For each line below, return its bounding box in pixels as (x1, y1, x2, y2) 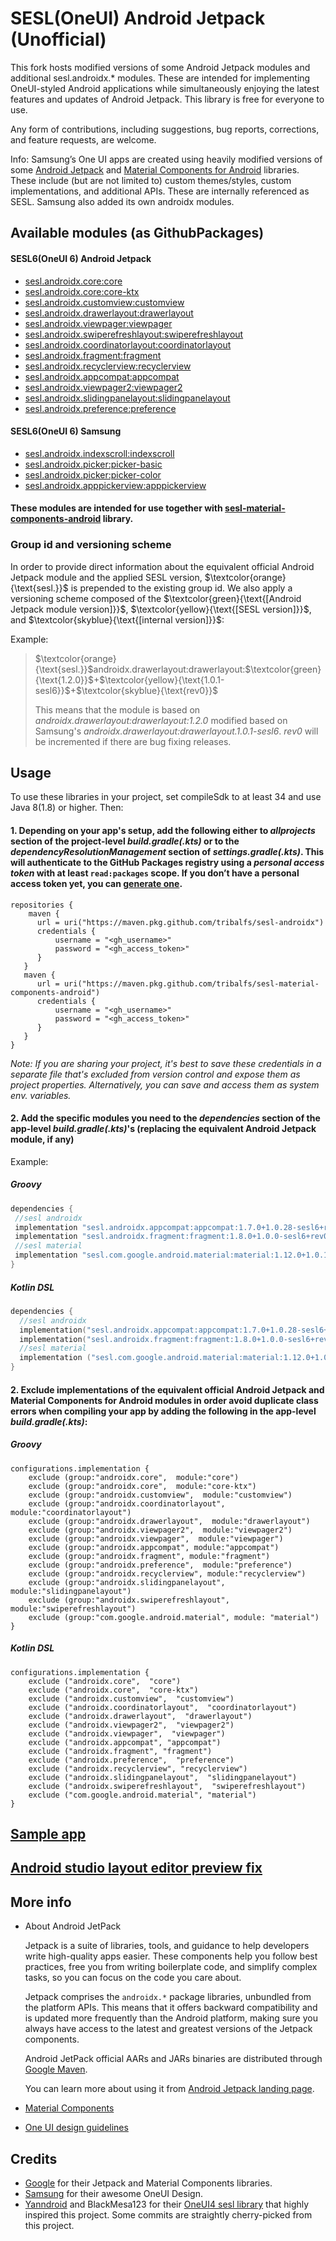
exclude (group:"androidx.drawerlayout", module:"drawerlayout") (28, 1516, 311, 1526)
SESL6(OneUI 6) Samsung (10, 425, 122, 437)
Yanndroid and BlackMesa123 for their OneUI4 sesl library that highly (24, 2198, 310, 2210)
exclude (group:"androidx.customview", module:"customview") (28, 1490, 293, 1500)
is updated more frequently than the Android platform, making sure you (24, 2012, 318, 2024)
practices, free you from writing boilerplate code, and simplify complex (24, 1961, 318, 1973)
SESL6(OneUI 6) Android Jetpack (10, 252, 152, 264)
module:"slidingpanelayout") (10, 1586, 132, 1596)
